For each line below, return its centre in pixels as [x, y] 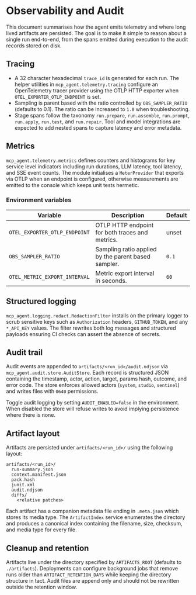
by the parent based [123, 257]
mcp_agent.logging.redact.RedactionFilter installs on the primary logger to [97, 315]
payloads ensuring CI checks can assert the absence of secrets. [83, 334]
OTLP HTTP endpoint [125, 225]
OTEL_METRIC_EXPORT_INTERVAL [49, 277]
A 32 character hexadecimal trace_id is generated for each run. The [97, 78]
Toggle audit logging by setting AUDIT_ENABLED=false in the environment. [93, 403]
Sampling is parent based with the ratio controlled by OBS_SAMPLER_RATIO [101, 103]
